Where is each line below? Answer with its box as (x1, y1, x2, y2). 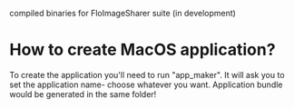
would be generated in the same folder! (9, 88, 157, 99)
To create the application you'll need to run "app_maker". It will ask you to (9, 69, 285, 80)
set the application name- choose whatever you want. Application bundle (9, 79, 283, 90)
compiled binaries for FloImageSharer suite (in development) (9, 8, 236, 18)
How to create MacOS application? (9, 40, 276, 60)
